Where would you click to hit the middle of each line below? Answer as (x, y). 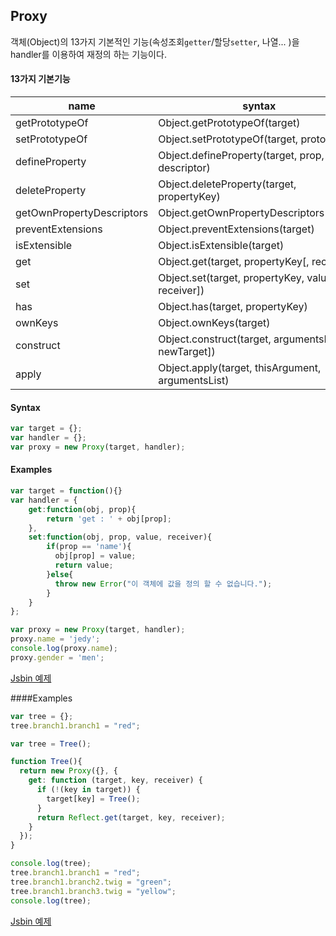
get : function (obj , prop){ (82, 509)
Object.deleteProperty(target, (227, 184)
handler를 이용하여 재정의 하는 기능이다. (88, 54)
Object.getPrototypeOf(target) (229, 123)
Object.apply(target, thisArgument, (240, 368)
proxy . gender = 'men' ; (57, 657)
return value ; (84, 565)
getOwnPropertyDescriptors (82, 213)
